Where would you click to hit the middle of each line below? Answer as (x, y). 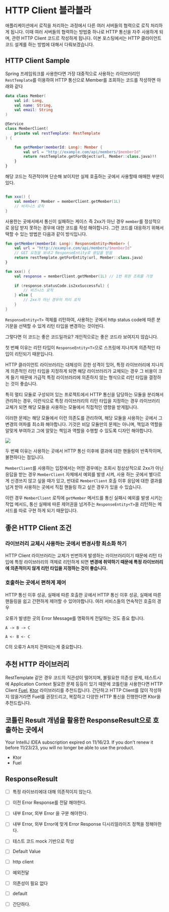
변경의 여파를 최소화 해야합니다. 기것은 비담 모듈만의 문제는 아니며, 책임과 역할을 (84, 424)
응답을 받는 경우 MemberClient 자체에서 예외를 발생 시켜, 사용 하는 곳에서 (76, 474)
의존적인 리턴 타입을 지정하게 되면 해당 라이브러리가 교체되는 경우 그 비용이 (84, 371)
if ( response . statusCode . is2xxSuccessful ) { (62, 286)
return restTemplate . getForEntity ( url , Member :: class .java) (79, 258)
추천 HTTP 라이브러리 (37, 664)
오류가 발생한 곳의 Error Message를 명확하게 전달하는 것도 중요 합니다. (75, 618)
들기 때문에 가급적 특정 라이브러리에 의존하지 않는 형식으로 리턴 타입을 (79, 377)
